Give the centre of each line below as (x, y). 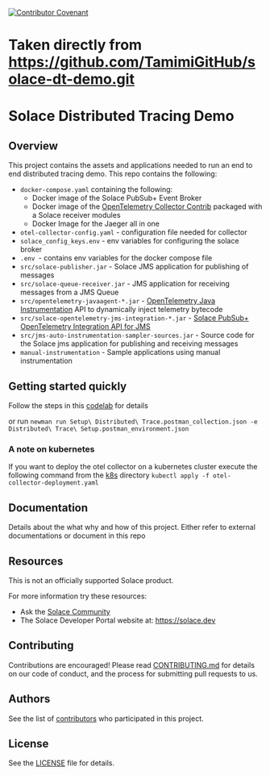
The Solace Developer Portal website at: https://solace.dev (118, 620)
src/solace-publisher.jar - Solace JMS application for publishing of (134, 267)
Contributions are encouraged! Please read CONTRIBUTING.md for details (132, 665)
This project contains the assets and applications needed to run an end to (131, 165)
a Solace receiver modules (76, 215)
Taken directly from (75, 45)
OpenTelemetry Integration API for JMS (85, 327)
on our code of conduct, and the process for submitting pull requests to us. (133, 673)
